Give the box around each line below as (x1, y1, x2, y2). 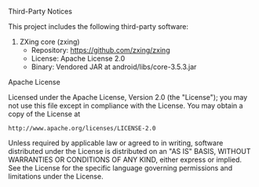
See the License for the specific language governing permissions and (8, 163, 233, 172)
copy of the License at (8, 109, 81, 119)
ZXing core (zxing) (19, 37, 80, 46)
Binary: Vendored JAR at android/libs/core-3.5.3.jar (31, 62, 197, 71)
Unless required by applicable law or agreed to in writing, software (8, 138, 224, 148)
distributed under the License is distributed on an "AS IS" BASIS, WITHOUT (8, 147, 251, 156)
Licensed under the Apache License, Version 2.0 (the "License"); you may (8, 93, 248, 101)
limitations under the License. (8, 172, 104, 181)
